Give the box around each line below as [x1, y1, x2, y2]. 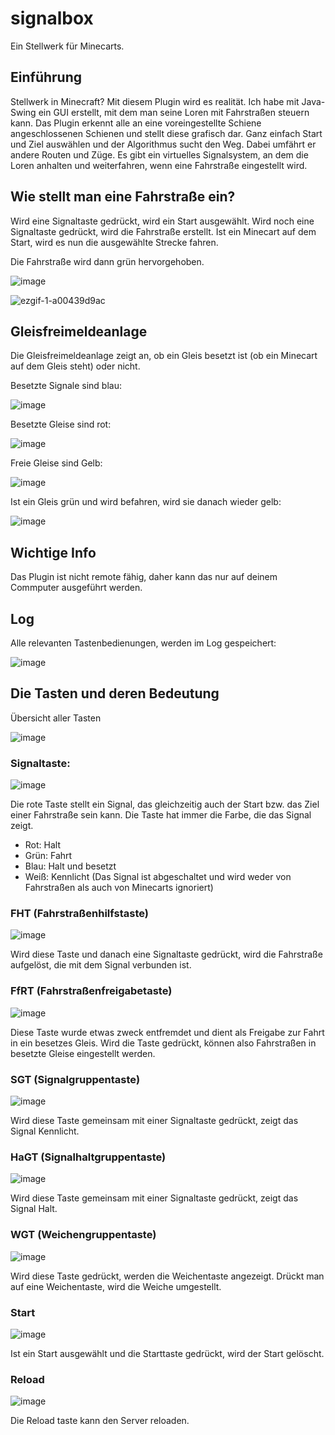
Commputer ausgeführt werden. [10, 582, 143, 594]
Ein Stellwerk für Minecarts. [10, 40, 125, 52]
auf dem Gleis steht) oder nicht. [10, 360, 141, 372]
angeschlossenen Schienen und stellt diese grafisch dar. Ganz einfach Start [10, 127, 323, 139]
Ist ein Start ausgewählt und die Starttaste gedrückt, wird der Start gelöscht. [10, 1347, 325, 1359]
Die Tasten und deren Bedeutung [10, 685, 220, 702]
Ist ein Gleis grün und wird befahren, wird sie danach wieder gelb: [10, 496, 282, 508]
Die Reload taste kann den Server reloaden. [10, 1415, 190, 1427]
